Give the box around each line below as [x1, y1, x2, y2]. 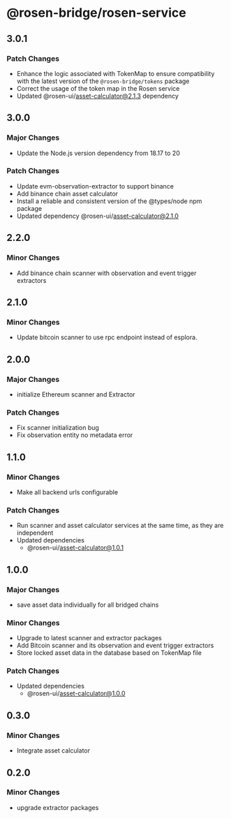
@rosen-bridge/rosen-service [6, 5, 186, 21]
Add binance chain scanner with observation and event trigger [16, 269, 197, 277]
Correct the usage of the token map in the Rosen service [16, 84, 180, 92]
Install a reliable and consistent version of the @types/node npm [16, 197, 202, 205]
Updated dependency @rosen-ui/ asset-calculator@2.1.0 [16, 212, 179, 220]
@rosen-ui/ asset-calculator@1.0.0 [27, 689, 126, 698]
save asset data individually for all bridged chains [16, 600, 159, 609]
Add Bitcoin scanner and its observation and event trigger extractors [16, 641, 214, 650]
